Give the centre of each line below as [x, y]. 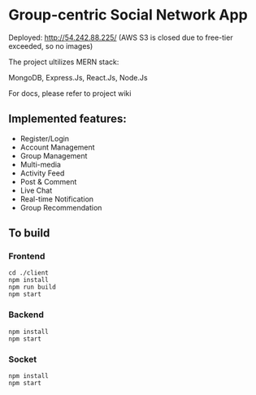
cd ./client [28, 273]
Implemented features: [68, 119]
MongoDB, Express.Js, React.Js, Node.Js [78, 77]
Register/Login [45, 138]
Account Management [57, 147]
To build [29, 233]
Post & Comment [48, 181]
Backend [26, 315]
